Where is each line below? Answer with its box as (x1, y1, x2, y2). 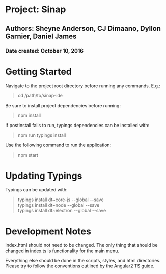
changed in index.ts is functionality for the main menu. (5, 247, 120, 254)
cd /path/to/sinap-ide (17, 93, 63, 99)
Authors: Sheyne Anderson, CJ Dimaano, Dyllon (5, 24, 161, 33)
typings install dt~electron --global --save (17, 208, 106, 214)
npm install (17, 112, 41, 118)
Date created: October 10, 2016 (5, 47, 84, 54)
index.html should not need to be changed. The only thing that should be (5, 242, 158, 248)
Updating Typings (5, 170, 82, 182)
